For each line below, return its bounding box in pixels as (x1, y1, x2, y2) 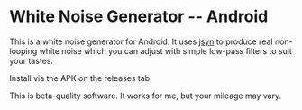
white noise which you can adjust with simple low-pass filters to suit (39, 45, 293, 56)
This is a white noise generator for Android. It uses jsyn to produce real (9, 36, 273, 47)
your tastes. (9, 55, 54, 66)
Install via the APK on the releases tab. (9, 72, 152, 83)
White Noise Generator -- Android (9, 6, 269, 27)
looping (9, 45, 38, 56)
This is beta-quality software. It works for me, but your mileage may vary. (9, 90, 282, 101)
